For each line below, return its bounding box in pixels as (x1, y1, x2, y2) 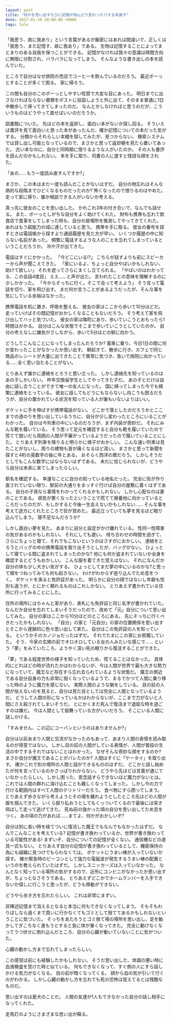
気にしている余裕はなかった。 (5, 293, 68, 299)
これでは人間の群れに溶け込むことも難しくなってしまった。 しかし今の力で (5, 781, 163, 787)
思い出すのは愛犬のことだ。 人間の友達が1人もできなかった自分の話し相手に (5, 994, 165, 1000)
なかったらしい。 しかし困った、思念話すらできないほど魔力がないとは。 (9, 774, 164, 781)
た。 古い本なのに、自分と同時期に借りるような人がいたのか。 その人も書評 (5, 146, 165, 153)
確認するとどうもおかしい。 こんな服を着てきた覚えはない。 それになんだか (5, 557, 165, 563)
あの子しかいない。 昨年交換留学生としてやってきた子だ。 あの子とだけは (5, 377, 160, 383)
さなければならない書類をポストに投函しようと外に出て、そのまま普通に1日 (5, 97, 164, 103)
